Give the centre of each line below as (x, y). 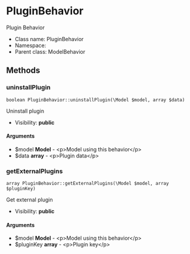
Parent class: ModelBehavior (50, 51)
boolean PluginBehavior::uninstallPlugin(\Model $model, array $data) (96, 100)
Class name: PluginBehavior (49, 39)
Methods (23, 71)
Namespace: (30, 45)
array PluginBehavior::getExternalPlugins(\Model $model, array (88, 184)
